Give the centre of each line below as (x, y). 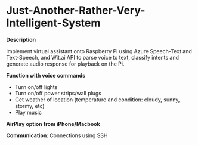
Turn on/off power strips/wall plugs (58, 93)
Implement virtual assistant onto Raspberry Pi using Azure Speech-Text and (99, 51)
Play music (28, 112)
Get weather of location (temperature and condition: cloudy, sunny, (97, 100)
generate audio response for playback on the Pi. (65, 64)
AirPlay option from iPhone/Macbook (53, 124)
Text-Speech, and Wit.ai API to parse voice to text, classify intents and (93, 57)
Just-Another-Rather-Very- (76, 10)
